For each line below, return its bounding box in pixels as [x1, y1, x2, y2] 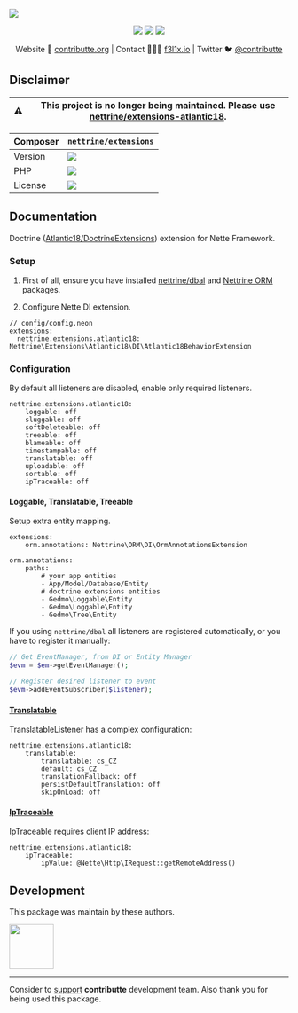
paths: [25, 564, 50, 573]
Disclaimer [9, 73, 70, 88]
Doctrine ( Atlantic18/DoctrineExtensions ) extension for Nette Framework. [9, 232, 276, 243]
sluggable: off [25, 415, 82, 425]
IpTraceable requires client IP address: [9, 826, 150, 837]
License [13, 178, 47, 191]
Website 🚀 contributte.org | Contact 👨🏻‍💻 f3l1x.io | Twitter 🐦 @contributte [15, 44, 283, 54]
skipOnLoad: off [41, 788, 101, 797]
